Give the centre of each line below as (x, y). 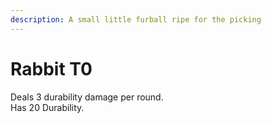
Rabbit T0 (51, 68)
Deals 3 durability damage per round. (87, 97)
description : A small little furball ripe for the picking (136, 19)
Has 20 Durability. (47, 107)
